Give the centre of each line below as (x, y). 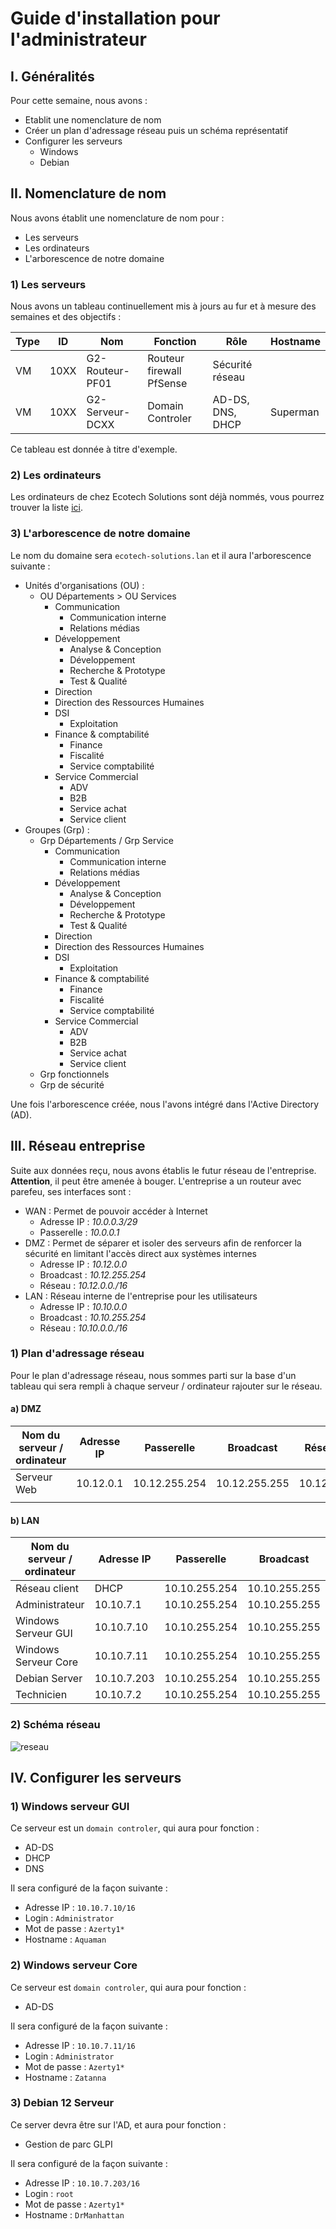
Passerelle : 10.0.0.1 (79, 1232)
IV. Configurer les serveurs (96, 1777)
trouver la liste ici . (46, 508)
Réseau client (47, 1589)
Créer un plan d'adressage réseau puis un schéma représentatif (156, 130)
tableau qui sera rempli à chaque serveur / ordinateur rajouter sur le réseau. (166, 1386)
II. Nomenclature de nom (88, 193)
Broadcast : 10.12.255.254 (93, 1274)
